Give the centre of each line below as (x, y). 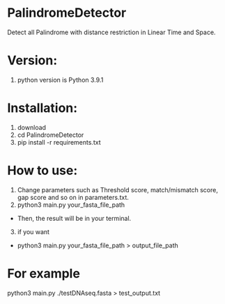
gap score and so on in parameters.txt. (73, 197)
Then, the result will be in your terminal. (74, 218)
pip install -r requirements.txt (59, 142)
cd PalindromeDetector (51, 135)
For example (44, 273)
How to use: (42, 171)
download (32, 127)
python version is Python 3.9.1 (60, 80)
